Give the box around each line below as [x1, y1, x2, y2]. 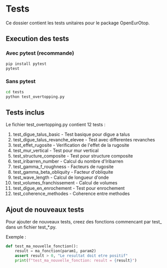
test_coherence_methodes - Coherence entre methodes [13, 190, 130, 197]
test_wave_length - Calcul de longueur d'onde [13, 174, 109, 180]
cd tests [6, 89, 24, 94]
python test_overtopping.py [6, 94, 65, 99]
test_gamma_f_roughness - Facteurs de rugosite [13, 164, 114, 170]
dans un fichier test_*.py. [6, 224, 57, 231]
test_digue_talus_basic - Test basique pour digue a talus [13, 131, 130, 137]
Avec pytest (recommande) [6, 50, 75, 57]
